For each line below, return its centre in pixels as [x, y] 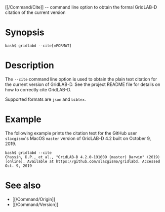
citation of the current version [35, 12]
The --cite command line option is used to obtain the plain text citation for [81, 79]
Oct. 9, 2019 [19, 166]
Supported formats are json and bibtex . [46, 99]
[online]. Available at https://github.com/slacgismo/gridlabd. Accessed [83, 161]
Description [30, 65]
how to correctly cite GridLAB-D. [38, 89]
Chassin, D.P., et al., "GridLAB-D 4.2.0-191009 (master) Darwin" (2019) [83, 157]
